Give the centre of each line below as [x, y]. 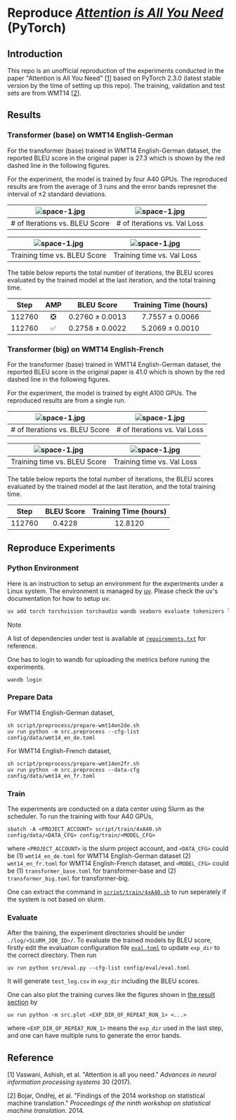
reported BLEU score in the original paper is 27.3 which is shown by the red [116, 158]
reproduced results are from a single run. [67, 400]
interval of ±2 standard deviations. [57, 194]
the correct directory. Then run [52, 955]
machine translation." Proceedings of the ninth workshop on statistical [109, 1103]
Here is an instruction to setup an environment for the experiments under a [115, 583]
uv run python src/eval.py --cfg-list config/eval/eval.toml [99, 968]
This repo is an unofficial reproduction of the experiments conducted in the [116, 71]
